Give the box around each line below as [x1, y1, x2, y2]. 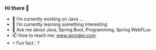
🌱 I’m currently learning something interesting [12, 21, 107, 27]
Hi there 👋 [5, 5, 30, 12]
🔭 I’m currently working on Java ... [12, 16, 84, 22]
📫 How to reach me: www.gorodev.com [12, 32, 96, 38]
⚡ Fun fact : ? [12, 40, 40, 46]
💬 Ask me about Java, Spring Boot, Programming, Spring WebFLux [12, 27, 151, 33]
